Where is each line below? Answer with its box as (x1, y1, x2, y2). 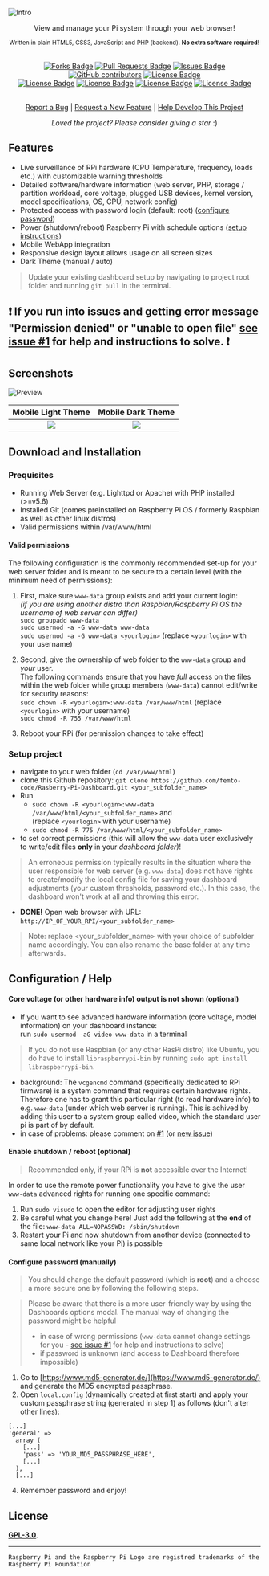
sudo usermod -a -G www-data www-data (19, 623, 150, 631)
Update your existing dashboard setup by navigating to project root (27, 272, 250, 281)
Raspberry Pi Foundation (8, 1561, 91, 1569)
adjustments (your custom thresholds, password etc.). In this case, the (27, 884, 261, 893)
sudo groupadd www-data (19, 616, 100, 624)
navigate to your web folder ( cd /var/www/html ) (19, 767, 176, 777)
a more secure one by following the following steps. (27, 1284, 199, 1293)
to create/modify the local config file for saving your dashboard (27, 875, 238, 884)
